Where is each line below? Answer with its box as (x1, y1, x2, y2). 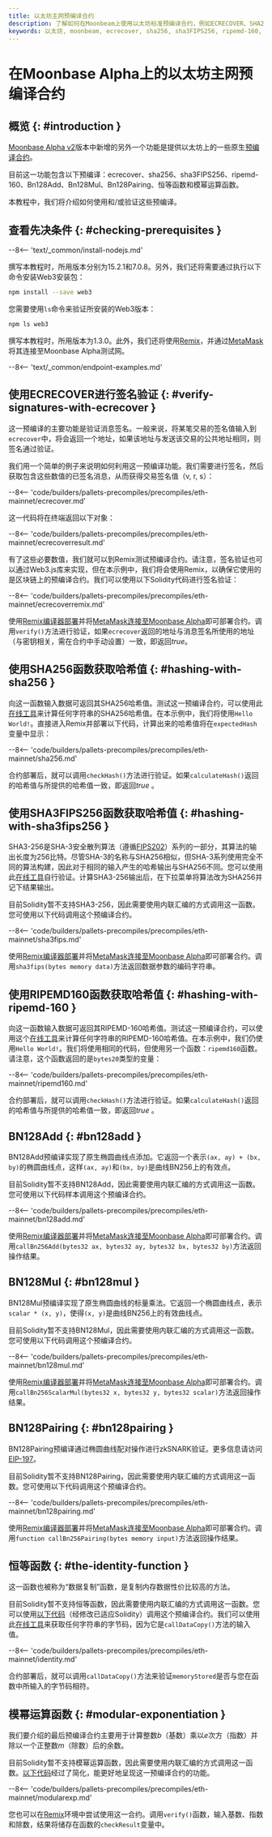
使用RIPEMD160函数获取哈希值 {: (8, 987, 176, 1002)
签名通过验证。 (8, 444, 58, 453)
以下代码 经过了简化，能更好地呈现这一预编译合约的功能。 (23, 1768, 215, 1778)
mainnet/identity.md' (8, 1655, 78, 1664)
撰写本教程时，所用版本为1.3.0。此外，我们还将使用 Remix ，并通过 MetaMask (8, 336, 264, 346)
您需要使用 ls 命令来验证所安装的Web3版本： (8, 304, 156, 314)
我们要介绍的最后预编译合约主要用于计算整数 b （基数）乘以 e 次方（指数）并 (8, 1731, 258, 1740)
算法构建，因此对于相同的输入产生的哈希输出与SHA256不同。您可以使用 (22, 862, 263, 872)
